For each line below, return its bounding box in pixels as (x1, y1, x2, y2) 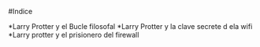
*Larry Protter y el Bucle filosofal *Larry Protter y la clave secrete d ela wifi (8, 22, 253, 31)
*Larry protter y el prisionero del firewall (8, 31, 139, 39)
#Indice (8, 7, 33, 16)
